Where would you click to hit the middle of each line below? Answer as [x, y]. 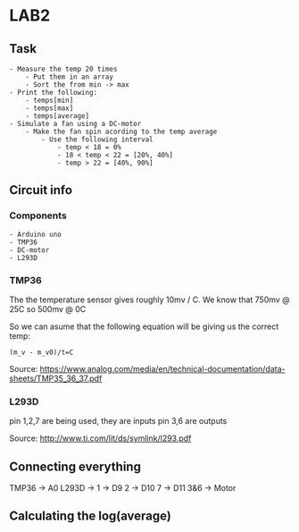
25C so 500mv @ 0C [48, 308]
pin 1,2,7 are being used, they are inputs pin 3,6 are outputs [118, 421]
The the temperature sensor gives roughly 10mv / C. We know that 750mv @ [149, 300]
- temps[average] [58, 116]
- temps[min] [50, 100]
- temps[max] [50, 108]
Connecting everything [75, 466]
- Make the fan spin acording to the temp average [121, 131]
